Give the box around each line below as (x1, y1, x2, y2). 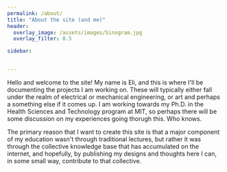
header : (7, 23, 29, 29)
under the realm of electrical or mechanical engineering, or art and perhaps (7, 93, 221, 101)
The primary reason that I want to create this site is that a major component (7, 128, 220, 136)
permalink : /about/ (7, 10, 63, 17)
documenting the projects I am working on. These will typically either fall (7, 86, 213, 94)
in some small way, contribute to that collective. (7, 157, 142, 164)
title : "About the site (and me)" (7, 16, 106, 23)
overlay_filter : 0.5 (13, 35, 72, 42)
